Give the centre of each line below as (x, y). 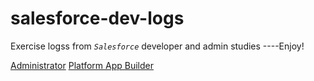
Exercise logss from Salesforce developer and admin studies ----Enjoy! (157, 46)
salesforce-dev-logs (97, 18)
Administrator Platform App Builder (82, 65)
